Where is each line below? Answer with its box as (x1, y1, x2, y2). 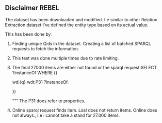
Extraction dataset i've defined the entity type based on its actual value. (5, 22, 149, 28)
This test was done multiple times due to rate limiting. (12, 55, 119, 61)
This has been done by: (5, 31, 52, 37)
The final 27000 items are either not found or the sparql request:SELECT (12, 64, 157, 70)
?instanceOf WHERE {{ (12, 70, 58, 76)
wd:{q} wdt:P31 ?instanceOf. (12, 79, 69, 85)
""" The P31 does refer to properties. (12, 98, 86, 104)
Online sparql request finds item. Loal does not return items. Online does (12, 107, 158, 113)
